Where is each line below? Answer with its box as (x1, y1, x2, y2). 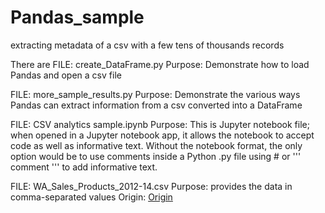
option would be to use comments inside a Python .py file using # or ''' (10, 150, 302, 162)
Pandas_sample (10, 6, 145, 29)
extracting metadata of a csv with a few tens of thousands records (10, 39, 285, 51)
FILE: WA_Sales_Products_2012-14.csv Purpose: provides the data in (10, 180, 293, 192)
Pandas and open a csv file (10, 69, 122, 81)
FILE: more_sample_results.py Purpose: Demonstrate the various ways (10, 88, 301, 100)
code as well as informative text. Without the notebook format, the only (10, 139, 303, 151)
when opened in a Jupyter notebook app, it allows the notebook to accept (10, 129, 315, 141)
